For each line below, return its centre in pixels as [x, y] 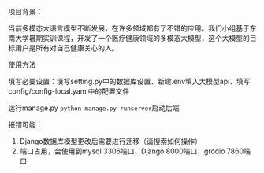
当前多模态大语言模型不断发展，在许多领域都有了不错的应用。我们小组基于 [129, 28]
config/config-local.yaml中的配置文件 [69, 91]
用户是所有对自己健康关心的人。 [67, 48]
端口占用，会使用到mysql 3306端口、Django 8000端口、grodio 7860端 [135, 151]
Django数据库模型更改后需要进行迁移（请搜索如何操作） [111, 141]
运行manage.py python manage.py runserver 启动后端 [94, 108]
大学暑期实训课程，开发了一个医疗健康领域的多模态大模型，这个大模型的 [132, 38]
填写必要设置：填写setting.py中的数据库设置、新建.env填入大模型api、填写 [129, 81]
